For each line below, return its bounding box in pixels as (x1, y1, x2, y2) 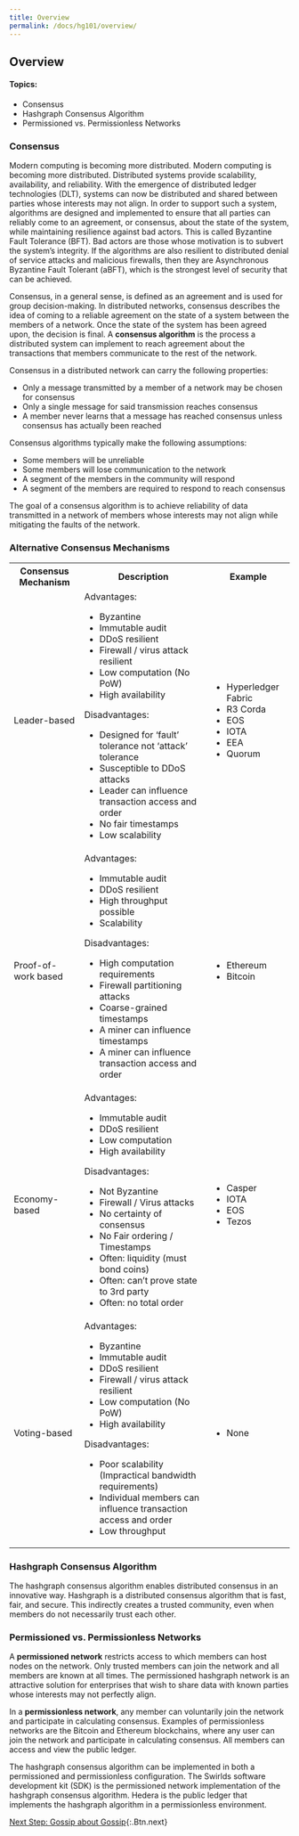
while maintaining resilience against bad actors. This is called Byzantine (9, 226, 272, 237)
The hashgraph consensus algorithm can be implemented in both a (9, 1761, 255, 1773)
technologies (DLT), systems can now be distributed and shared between (9, 189, 279, 200)
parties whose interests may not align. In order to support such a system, (9, 198, 278, 209)
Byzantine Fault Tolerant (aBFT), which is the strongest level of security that (9, 265, 287, 275)
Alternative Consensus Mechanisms (9, 542, 171, 554)
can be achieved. (9, 273, 73, 285)
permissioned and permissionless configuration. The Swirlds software (9, 1771, 266, 1782)
